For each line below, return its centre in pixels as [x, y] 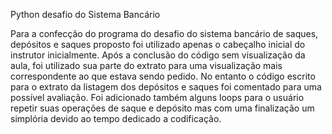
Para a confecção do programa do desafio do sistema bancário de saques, [164, 33]
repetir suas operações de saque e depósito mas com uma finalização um [162, 108]
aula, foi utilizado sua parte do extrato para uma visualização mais [146, 65]
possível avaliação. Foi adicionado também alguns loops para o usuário [157, 97]
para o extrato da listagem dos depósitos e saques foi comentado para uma [166, 87]
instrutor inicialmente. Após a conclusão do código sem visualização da [158, 55]
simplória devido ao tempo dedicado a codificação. [116, 118]
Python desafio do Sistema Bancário [85, 14]
